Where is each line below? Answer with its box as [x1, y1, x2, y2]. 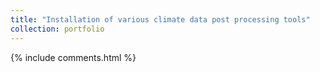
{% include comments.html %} [10, 51, 137, 63]
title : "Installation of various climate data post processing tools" [10, 14, 311, 25]
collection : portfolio [10, 24, 105, 34]
